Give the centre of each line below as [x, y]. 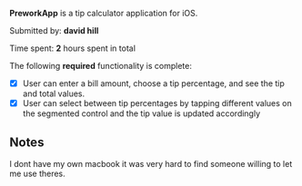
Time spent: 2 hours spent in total [73, 48]
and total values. [54, 93]
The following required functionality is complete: [101, 66]
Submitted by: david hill [54, 30]
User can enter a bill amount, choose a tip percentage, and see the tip [153, 83]
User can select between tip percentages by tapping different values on [157, 103]
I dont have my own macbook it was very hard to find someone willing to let [151, 163]
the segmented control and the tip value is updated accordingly [141, 113]
